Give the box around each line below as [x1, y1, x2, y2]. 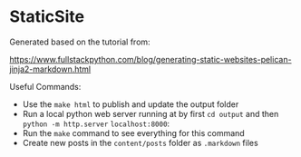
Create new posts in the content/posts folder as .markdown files [22, 137, 258, 148]
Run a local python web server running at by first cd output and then [22, 108, 279, 119]
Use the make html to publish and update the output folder [22, 98, 239, 110]
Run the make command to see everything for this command [22, 127, 245, 138]
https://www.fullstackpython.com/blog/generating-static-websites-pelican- [9, 54, 292, 64]
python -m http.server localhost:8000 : [22, 118, 170, 129]
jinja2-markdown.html [9, 64, 92, 74]
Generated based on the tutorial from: [9, 36, 151, 47]
